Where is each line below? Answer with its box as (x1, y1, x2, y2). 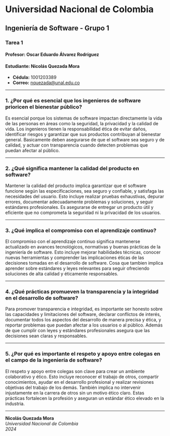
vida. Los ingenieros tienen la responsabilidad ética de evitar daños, (5, 126, 147, 132)
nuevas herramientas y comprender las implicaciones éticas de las (5, 255, 144, 261)
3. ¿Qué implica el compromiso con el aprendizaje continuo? (5, 227, 157, 234)
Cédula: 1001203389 (12, 75, 57, 81)
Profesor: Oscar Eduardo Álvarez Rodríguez (5, 52, 100, 58)
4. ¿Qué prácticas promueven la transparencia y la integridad (5, 288, 159, 295)
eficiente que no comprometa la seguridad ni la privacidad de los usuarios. (5, 209, 161, 215)
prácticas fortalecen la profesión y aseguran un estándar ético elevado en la (5, 395, 164, 401)
